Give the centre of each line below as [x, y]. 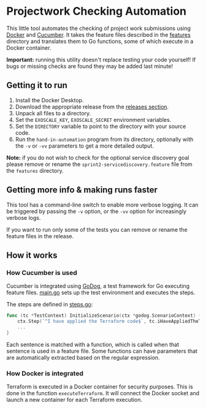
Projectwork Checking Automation [97, 11]
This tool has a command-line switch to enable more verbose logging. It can [102, 205]
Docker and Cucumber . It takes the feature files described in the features [99, 34]
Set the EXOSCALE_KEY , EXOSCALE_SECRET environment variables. [93, 119]
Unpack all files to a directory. [53, 113]
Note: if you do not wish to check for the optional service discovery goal [98, 157]
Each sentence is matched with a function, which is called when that [93, 344]
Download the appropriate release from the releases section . [92, 107]
